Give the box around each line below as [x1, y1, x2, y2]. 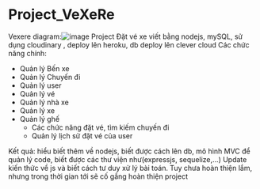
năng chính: [8, 48, 48, 58]
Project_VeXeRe [8, 6, 115, 24]
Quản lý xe [19, 105, 55, 115]
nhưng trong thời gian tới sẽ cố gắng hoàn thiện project [8, 172, 189, 181]
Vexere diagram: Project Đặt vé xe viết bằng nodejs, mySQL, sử [8, 32, 243, 41]
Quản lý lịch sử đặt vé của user [31, 130, 133, 140]
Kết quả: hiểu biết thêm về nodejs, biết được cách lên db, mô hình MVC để [8, 146, 251, 156]
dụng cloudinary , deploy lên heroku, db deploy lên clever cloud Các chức [8, 40, 250, 49]
